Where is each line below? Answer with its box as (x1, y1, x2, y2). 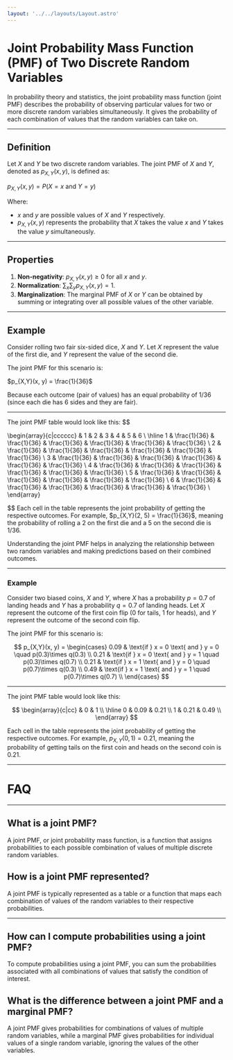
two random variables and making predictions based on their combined (7, 547, 212, 555)
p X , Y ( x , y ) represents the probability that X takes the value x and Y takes (17, 218, 224, 228)
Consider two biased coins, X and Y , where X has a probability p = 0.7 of (7, 594, 216, 602)
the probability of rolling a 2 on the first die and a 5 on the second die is (7, 518, 212, 527)
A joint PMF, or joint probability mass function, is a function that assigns (7, 836, 212, 844)
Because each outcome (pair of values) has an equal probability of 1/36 (7, 390, 212, 399)
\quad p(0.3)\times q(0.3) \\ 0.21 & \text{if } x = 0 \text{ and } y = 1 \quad (13, 650, 220, 659)
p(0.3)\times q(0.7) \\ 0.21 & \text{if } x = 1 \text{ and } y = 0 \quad (23, 658, 210, 666)
